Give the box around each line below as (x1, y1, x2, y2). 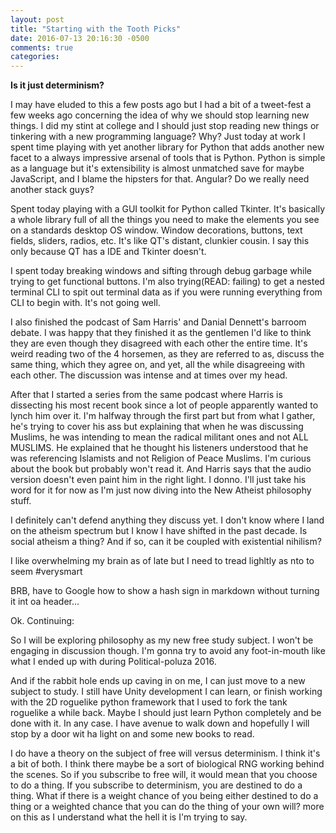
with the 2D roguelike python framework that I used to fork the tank (10, 696, 288, 708)
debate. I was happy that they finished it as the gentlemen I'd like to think (10, 327, 312, 339)
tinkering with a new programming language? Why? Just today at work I (10, 131, 306, 143)
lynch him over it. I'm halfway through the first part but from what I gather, (10, 410, 316, 422)
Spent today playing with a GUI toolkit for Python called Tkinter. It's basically (10, 203, 326, 215)
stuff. (10, 495, 32, 507)
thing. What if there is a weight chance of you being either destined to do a (10, 790, 319, 802)
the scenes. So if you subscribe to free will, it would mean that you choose (10, 769, 318, 781)
